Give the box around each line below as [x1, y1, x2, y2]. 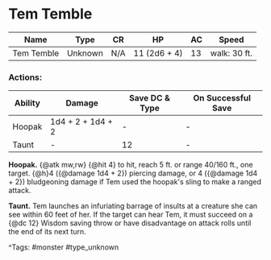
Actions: [8, 72, 43, 83]
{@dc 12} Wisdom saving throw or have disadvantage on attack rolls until [8, 218, 252, 228]
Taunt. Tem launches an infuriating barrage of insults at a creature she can [8, 201, 258, 211]
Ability [14, 97, 40, 109]
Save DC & [128, 93, 171, 104]
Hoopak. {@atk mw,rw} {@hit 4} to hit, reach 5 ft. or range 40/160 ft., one [8, 160, 253, 170]
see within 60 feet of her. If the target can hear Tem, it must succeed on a [8, 210, 253, 220]
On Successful [193, 93, 252, 104]
